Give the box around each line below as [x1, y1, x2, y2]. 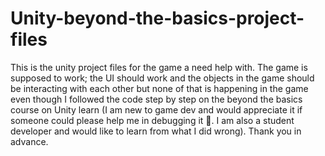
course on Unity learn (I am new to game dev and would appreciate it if [10, 103, 303, 116]
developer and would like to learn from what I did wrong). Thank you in [10, 125, 302, 137]
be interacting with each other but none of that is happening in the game [10, 82, 309, 94]
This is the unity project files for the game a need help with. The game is [10, 61, 308, 73]
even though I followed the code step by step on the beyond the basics [10, 93, 303, 105]
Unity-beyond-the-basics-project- [10, 7, 305, 30]
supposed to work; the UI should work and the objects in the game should [10, 72, 315, 84]
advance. [10, 135, 49, 147]
